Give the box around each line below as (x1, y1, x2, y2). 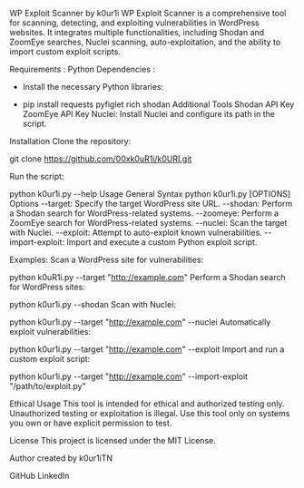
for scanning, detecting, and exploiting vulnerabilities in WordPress (9, 17, 260, 28)
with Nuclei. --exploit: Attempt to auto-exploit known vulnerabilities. (9, 227, 263, 238)
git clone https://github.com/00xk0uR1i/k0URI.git (9, 153, 192, 164)
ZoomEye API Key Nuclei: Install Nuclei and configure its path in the (22, 109, 275, 119)
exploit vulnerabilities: (9, 327, 92, 337)
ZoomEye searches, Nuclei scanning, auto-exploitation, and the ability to (9, 36, 281, 47)
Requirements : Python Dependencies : (9, 63, 156, 74)
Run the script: (9, 171, 64, 181)
